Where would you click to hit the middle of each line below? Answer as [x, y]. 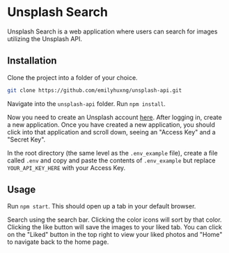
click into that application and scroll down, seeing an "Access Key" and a [111, 132]
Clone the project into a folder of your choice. [72, 77]
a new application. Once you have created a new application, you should [111, 124]
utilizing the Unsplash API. [45, 38]
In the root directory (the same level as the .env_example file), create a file [112, 153]
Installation [32, 61]
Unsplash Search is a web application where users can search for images [112, 31]
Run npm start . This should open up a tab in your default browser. [102, 206]
